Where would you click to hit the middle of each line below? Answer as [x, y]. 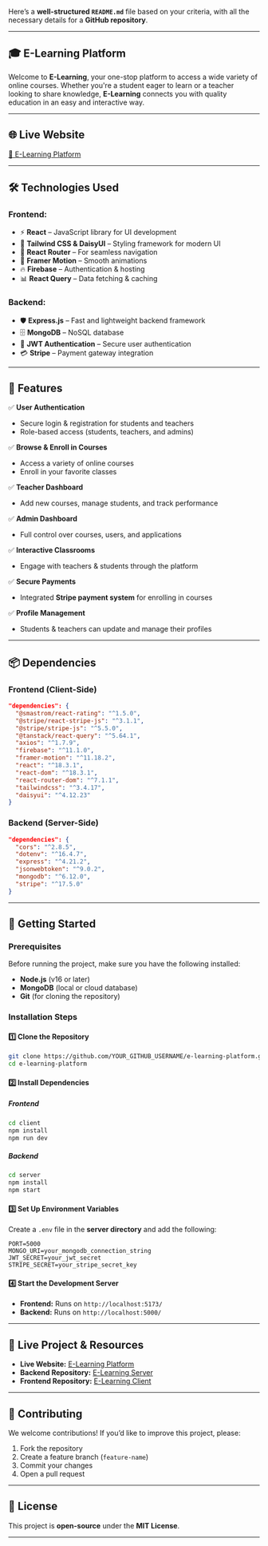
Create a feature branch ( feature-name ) [84, 1457]
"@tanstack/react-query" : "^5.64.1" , [78, 735]
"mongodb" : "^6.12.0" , [53, 877]
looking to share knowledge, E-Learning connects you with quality [118, 93]
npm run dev [28, 1138]
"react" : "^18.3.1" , [49, 766]
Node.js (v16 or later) [55, 979]
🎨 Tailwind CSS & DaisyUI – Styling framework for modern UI [120, 244]
